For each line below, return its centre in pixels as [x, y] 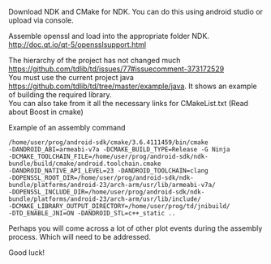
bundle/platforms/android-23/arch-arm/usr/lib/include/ [105, 199]
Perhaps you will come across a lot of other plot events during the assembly [135, 228]
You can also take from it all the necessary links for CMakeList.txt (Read [129, 103]
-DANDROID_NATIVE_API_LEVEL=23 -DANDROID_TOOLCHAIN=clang [108, 171]
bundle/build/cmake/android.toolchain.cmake [85, 164]
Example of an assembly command [67, 128]
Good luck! [27, 253]
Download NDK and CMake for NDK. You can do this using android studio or [136, 12]
